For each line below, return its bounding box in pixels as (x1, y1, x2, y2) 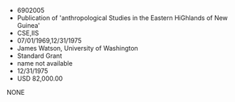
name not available (16, 59, 73, 67)
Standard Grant (16, 51, 62, 60)
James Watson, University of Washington (16, 44, 138, 52)
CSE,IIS (16, 29, 39, 37)
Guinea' (16, 21, 41, 29)
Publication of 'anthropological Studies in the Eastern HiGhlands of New (16, 14, 229, 22)
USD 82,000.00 (16, 74, 63, 83)
